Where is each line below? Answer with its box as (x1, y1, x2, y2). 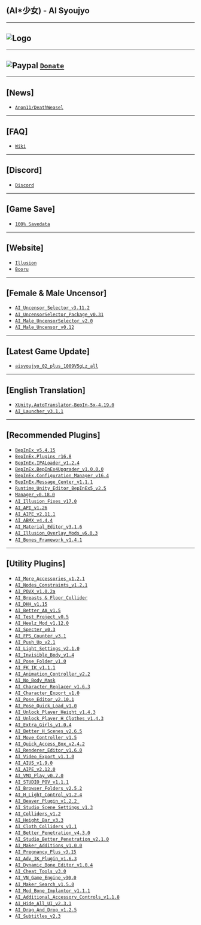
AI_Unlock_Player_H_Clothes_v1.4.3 (14, 715, 104, 722)
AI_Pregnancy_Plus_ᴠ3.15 (14, 848, 77, 855)
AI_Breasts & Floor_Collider (14, 594, 88, 601)
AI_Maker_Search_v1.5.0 (14, 881, 75, 887)
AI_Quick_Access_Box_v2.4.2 (14, 741, 85, 747)
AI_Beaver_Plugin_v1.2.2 (14, 798, 77, 804)
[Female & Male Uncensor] (6, 288, 107, 298)
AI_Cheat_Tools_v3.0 (14, 868, 66, 874)
